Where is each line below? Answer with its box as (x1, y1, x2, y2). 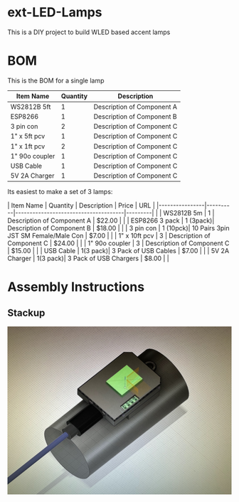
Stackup (7, 307, 46, 319)
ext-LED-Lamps (7, 4, 102, 21)
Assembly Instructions (7, 279, 144, 295)
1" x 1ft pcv (10, 141, 46, 150)
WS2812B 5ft (10, 102, 51, 111)
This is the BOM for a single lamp (7, 76, 105, 85)
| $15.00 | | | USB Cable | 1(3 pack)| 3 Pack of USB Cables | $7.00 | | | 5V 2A (7, 246, 230, 255)
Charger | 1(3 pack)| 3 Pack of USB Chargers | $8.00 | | (7, 254, 169, 262)
